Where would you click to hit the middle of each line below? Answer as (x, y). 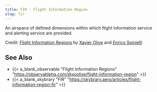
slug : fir (15, 14)
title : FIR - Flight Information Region (47, 9)
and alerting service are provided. (39, 33)
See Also (19, 57)
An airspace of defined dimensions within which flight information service (79, 28)
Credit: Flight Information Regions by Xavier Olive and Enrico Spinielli (74, 42)
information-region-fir (34, 85)
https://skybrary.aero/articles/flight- (105, 79)
